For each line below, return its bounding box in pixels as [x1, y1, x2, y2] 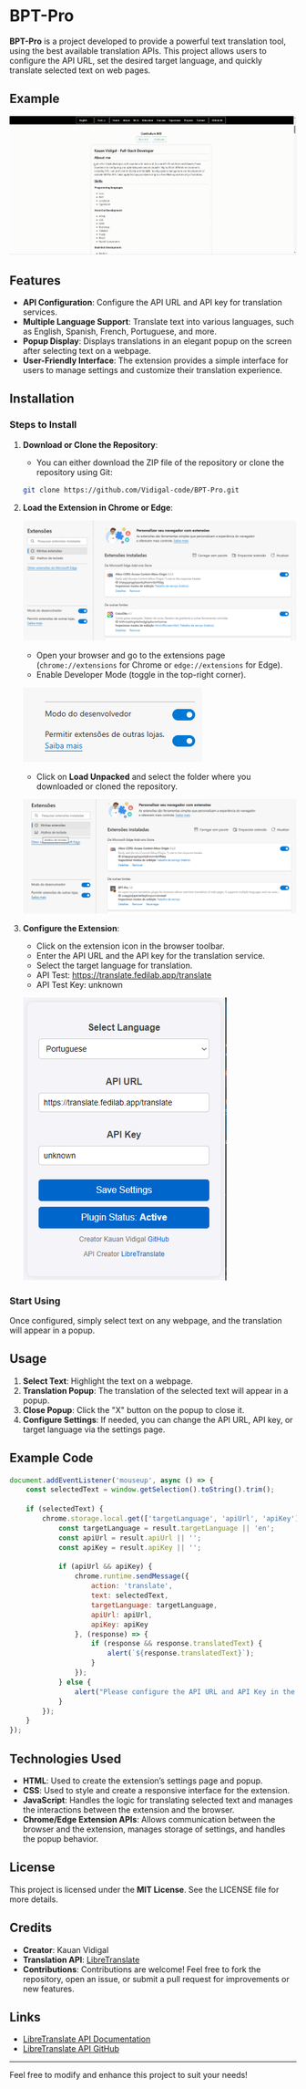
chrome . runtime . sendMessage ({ [74, 1572, 189, 1581]
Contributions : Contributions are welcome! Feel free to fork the [22, 1963, 261, 1975]
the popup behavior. [22, 1834, 98, 1845]
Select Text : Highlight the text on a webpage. [22, 1375, 194, 1387]
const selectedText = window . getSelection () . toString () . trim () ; [25, 1485, 275, 1494]
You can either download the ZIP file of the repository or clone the [36, 457, 285, 468]
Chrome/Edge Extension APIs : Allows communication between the [22, 1814, 276, 1825]
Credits [9, 1920, 53, 1936]
